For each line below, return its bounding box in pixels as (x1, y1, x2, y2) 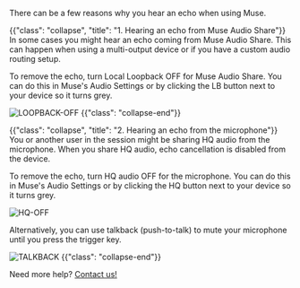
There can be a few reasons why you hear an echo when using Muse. (9, 8, 267, 18)
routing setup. (9, 54, 61, 64)
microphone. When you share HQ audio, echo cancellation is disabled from (9, 144, 287, 154)
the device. (9, 153, 51, 164)
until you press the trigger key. (9, 234, 122, 245)
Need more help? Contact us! (9, 269, 118, 279)
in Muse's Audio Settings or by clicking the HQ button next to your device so (9, 180, 291, 191)
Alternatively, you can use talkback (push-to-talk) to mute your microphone (9, 224, 287, 235)
